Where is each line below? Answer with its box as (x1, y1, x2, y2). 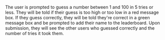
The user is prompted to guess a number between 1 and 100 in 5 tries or (5, 4, 153, 10)
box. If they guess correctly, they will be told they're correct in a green (5, 15, 150, 20)
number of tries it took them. (5, 31, 64, 36)
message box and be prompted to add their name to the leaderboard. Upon (5, 20, 160, 26)
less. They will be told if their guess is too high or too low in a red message (5, 9, 159, 15)
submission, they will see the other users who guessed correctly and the (5, 25, 155, 31)
